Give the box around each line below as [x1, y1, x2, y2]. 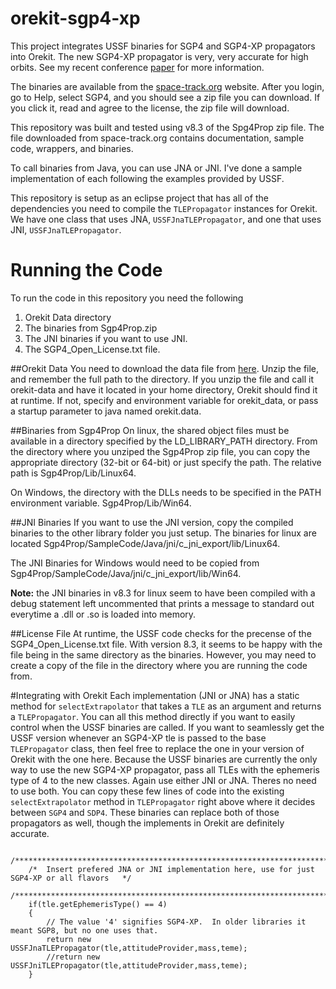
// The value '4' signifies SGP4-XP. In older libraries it [46, 917, 307, 927]
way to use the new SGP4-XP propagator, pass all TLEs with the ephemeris [10, 763, 320, 776]
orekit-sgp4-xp [10, 7, 141, 30]
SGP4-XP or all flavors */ [10, 873, 132, 883]
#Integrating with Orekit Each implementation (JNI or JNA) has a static [10, 689, 300, 701]
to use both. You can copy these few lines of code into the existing [10, 785, 285, 797]
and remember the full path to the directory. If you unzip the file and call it [10, 373, 315, 385]
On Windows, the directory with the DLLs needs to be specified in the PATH [10, 486, 322, 498]
